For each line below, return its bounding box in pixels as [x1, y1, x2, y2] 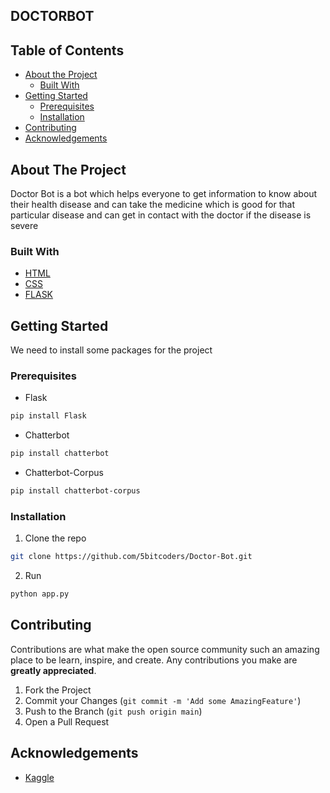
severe [10, 220, 39, 232]
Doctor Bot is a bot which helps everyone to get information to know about [10, 188, 318, 200]
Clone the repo [24, 532, 87, 544]
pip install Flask [10, 411, 87, 421]
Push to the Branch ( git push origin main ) [24, 705, 203, 717]
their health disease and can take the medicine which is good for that [10, 199, 295, 211]
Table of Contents [10, 42, 125, 59]
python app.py [10, 589, 70, 599]
